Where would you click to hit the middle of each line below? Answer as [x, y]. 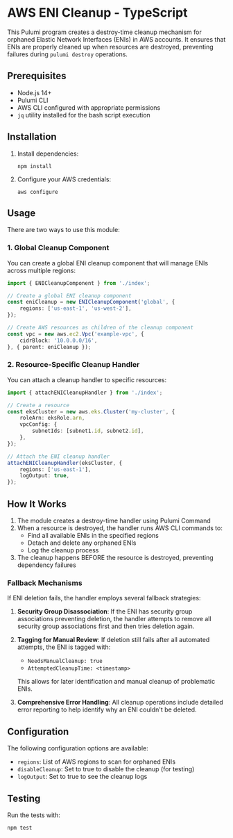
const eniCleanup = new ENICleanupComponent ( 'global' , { [91, 302]
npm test [20, 828]
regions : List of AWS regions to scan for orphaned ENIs [96, 762]
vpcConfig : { [38, 425]
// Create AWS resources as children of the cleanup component [101, 328]
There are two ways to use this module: [63, 230]
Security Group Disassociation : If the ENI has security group [105, 611]
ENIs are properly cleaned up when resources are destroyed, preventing [110, 47]
